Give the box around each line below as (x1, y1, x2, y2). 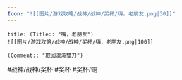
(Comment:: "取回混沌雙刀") (7, 52, 83, 59)
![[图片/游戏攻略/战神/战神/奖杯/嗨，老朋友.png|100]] (7, 38, 154, 46)
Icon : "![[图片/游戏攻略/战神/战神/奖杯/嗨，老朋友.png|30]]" (7, 10, 176, 18)
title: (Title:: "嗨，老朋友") (7, 31, 94, 38)
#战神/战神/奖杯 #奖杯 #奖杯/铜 (7, 65, 97, 74)
